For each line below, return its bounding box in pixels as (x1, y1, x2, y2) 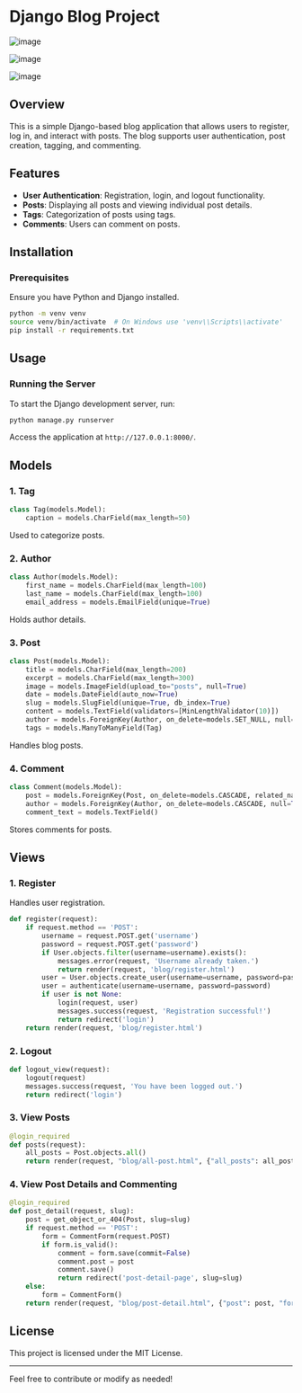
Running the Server (9, 377, 96, 390)
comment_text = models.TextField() (25, 807, 159, 817)
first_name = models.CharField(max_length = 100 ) (25, 581, 207, 590)
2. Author (9, 552, 52, 564)
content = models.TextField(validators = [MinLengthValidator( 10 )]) (25, 707, 280, 716)
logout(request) (25, 1073, 87, 1082)
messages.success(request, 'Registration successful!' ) (57, 1007, 271, 1016)
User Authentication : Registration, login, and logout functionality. (22, 190, 265, 200)
